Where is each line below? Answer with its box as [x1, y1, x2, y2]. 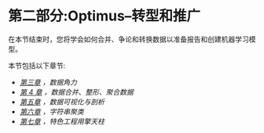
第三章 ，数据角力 [19, 77, 77, 87]
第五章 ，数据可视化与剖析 [19, 97, 104, 106]
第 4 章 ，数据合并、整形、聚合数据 [19, 87, 134, 96]
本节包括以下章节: [8, 60, 66, 70]
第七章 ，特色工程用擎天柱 [19, 117, 104, 126]
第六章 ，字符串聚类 [19, 106, 84, 116]
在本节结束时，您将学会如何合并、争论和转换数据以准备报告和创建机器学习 [8, 34, 249, 44]
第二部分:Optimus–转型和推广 [8, 7, 201, 25]
